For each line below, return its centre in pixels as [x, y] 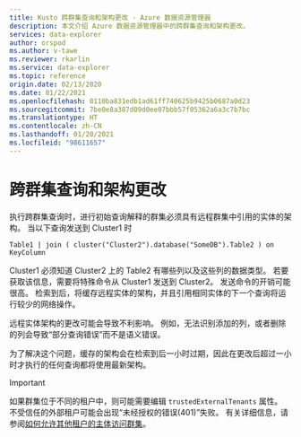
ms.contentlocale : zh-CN [56, 127]
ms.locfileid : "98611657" [57, 143]
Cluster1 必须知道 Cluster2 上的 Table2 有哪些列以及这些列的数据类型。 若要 [149, 270]
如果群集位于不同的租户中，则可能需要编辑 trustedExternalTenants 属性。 [146, 401]
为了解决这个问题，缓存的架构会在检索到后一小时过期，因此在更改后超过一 [146, 353]
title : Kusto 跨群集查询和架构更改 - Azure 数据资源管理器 [110, 17]
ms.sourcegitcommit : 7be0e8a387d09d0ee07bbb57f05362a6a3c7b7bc [130, 109]
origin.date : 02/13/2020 [56, 84]
